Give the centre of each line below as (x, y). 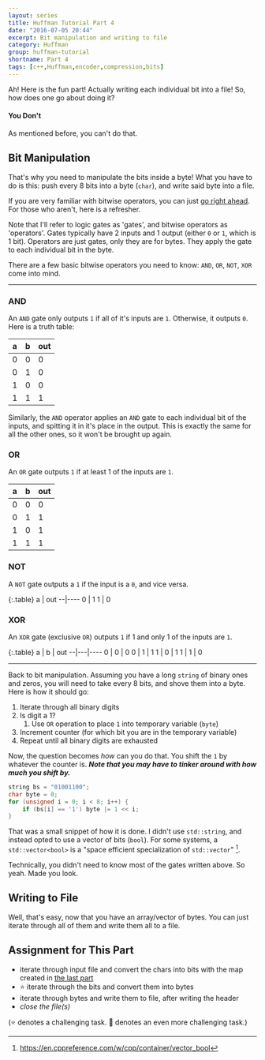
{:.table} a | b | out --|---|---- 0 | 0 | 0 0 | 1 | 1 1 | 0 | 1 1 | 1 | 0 (105, 652)
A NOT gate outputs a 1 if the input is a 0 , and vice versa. (99, 584)
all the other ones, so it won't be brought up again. (90, 434)
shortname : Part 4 (38, 60)
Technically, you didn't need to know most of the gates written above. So (127, 864)
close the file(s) (45, 1006)
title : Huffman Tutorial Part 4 (61, 23)
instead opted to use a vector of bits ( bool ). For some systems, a (113, 840)
